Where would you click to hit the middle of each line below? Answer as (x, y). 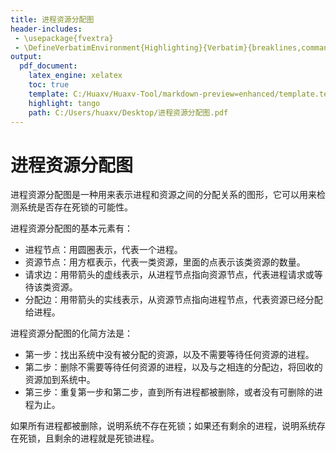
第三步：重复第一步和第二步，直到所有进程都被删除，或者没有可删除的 (169, 392)
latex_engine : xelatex (75, 76)
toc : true (49, 85)
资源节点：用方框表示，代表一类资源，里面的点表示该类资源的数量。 (165, 262)
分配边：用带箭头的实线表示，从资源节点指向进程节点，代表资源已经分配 (173, 300)
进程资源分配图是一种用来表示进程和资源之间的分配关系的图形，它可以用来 (163, 195)
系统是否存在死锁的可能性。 (75, 207)
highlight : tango (64, 103)
